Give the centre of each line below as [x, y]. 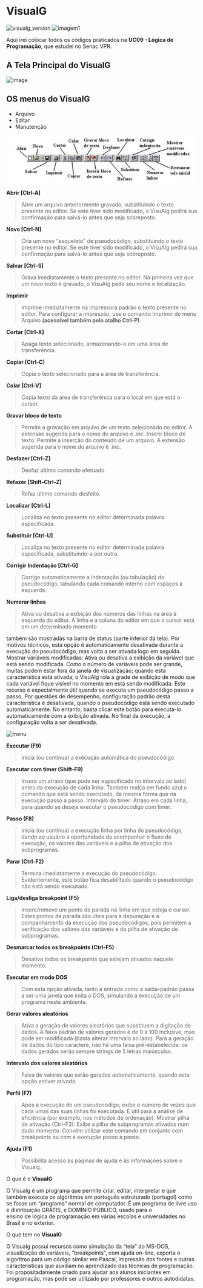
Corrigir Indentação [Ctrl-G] [42, 565]
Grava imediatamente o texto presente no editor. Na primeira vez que [107, 277]
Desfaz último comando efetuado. [63, 470]
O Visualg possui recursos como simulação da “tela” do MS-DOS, [88, 1246]
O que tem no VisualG [34, 1235]
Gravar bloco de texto [34, 415]
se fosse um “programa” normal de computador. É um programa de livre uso [101, 1203]
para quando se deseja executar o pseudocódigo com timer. [96, 806]
